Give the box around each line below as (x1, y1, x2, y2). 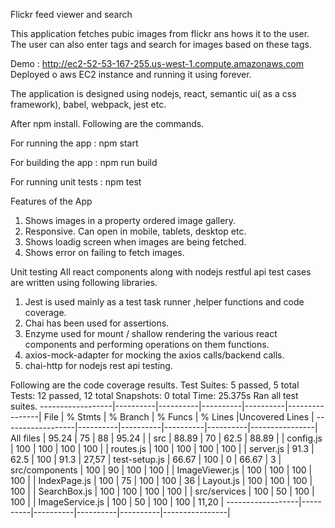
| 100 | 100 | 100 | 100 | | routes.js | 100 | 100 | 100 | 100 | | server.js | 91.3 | (10, 443, 315, 454)
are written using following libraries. (10, 277, 158, 288)
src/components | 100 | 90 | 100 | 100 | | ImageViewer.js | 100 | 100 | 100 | (10, 464, 313, 476)
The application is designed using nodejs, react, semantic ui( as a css (10, 88, 297, 99)
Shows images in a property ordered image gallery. (24, 215, 237, 226)
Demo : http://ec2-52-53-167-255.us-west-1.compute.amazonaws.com (10, 58, 304, 69)
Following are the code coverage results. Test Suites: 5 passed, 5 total (10, 379, 300, 391)
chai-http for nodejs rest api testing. (24, 360, 173, 371)
